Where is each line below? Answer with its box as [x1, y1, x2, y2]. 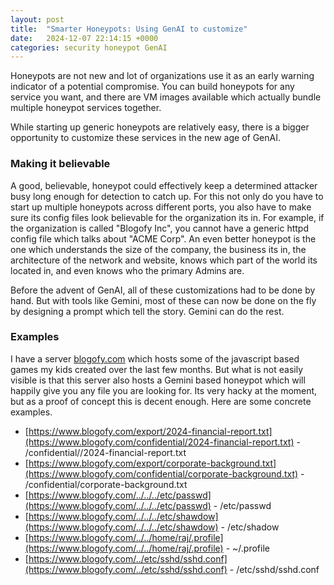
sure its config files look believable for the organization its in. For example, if [10, 211, 325, 223]
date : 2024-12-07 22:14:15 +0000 [10, 33, 159, 43]
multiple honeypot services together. [10, 102, 162, 114]
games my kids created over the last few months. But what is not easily [10, 363, 304, 375]
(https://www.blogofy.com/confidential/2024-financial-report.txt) [24, 436, 295, 448]
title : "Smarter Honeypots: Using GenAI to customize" [10, 24, 248, 34]
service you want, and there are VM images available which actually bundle [10, 91, 322, 103]
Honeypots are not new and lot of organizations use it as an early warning [10, 70, 315, 82]
